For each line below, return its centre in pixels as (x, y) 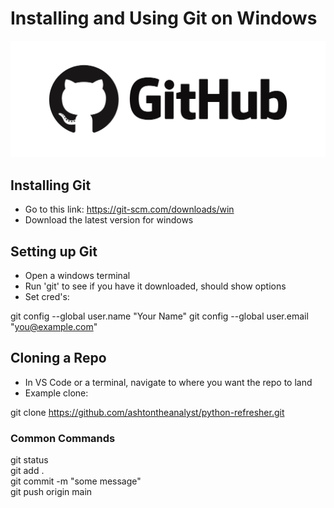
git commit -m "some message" (76, 481)
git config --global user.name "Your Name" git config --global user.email (159, 316)
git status (29, 460)
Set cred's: (47, 297)
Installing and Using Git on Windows (164, 18)
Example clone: (56, 393)
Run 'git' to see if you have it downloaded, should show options (155, 286)
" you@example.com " (54, 327)
